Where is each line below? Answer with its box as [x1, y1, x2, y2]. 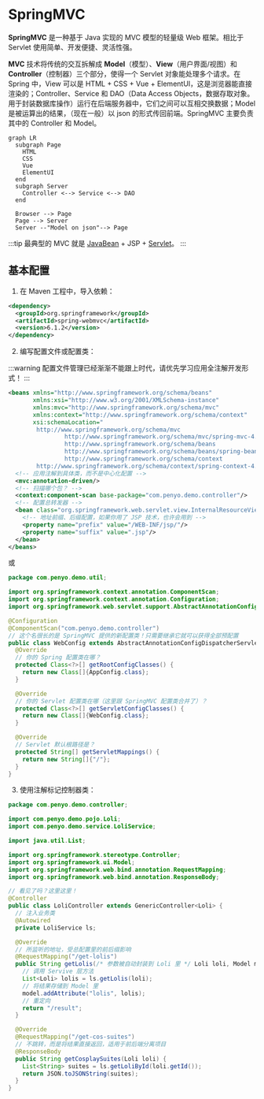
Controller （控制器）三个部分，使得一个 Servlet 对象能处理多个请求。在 [8, 69, 241, 78]
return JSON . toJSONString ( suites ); [22, 1070, 139, 1078]
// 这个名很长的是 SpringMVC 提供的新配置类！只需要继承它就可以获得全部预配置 [8, 631, 239, 639]
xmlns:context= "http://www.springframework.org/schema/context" [32, 411, 247, 419]
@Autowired [15, 916, 51, 924]
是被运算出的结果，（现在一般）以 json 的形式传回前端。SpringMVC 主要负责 [8, 108, 254, 117]
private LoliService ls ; [15, 924, 97, 932]
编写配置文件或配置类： [19, 347, 96, 356]
